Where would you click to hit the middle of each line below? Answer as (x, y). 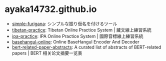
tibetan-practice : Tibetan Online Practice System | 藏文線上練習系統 (82, 30)
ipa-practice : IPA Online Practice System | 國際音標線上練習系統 (77, 36)
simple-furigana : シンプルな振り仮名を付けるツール (64, 23)
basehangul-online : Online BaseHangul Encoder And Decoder (75, 41)
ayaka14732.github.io (51, 9)
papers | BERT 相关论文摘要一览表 (47, 53)
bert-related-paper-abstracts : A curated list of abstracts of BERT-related (86, 47)
